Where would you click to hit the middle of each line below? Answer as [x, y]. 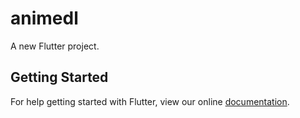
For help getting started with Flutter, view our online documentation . [150, 101]
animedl [44, 18]
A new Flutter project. [55, 46]
